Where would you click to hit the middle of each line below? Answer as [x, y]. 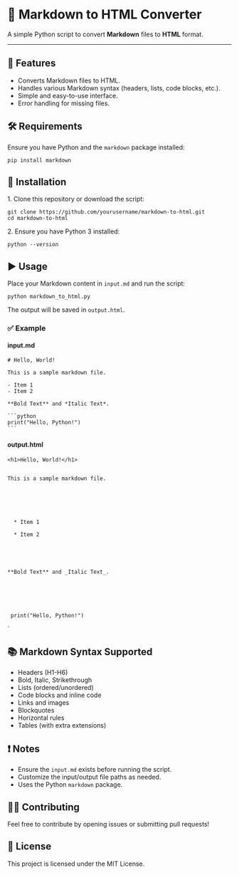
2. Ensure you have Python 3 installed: [64, 231]
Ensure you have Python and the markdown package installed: [96, 147]
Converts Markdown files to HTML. [69, 80]
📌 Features [32, 63]
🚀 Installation [37, 182]
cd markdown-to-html [38, 219]
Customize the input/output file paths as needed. [89, 777]
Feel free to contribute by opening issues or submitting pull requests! [108, 824]
